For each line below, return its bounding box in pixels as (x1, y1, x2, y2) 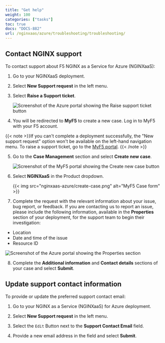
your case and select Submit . (12, 265, 74, 271)
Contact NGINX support (5, 50, 82, 58)
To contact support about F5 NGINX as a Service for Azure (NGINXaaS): (5, 63, 155, 69)
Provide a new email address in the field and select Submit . (12, 332, 137, 338)
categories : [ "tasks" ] (5, 17, 53, 22)
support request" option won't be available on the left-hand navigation (5, 138, 152, 144)
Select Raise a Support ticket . (12, 92, 76, 99)
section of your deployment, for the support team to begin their (12, 214, 145, 220)
